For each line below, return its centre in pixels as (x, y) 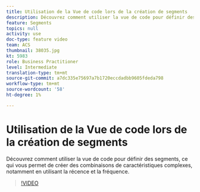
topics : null (22, 28)
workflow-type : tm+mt (33, 84)
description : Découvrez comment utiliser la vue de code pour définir (96, 17)
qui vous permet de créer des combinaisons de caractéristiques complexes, (99, 165)
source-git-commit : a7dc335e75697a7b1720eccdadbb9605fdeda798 (85, 78)
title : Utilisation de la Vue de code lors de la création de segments (97, 12)
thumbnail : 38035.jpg (33, 51)
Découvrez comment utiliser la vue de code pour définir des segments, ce (97, 159)
